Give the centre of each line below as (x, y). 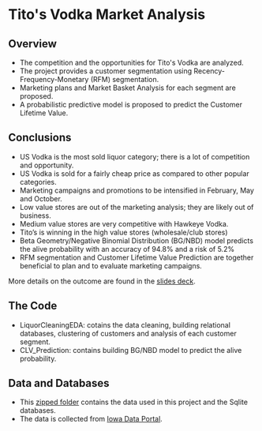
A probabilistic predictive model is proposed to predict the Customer (131, 105)
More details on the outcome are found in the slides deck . (102, 281)
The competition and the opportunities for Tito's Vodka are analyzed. (132, 62)
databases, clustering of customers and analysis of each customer (128, 333)
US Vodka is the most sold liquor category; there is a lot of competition (135, 156)
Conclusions (40, 138)
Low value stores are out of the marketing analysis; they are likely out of (137, 207)
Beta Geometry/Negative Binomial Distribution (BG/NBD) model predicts (137, 240)
